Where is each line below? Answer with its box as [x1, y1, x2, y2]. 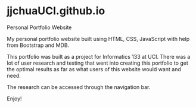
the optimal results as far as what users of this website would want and [7, 65, 181, 72]
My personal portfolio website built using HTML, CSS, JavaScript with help [7, 35, 190, 42]
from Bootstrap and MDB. [7, 42, 70, 49]
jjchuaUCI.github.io [7, 4, 105, 18]
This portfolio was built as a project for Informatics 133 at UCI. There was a [7, 53, 191, 60]
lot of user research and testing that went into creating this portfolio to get [7, 59, 188, 66]
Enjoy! [7, 95, 23, 102]
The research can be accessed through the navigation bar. [7, 83, 151, 90]
